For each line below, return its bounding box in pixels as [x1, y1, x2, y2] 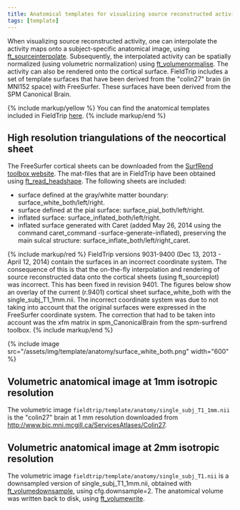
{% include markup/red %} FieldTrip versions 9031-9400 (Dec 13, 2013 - [7, 250, 221, 259]
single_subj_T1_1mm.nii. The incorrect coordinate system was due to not [7, 295, 219, 304]
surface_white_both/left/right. [17, 198, 105, 207]
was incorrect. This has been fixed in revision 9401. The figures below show [7, 280, 231, 289]
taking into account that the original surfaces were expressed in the [7, 303, 206, 312]
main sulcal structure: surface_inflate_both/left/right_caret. [17, 236, 191, 245]
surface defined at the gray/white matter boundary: [17, 190, 169, 200]
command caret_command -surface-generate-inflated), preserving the [17, 229, 226, 238]
